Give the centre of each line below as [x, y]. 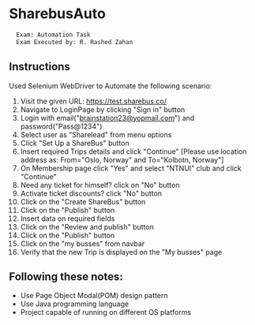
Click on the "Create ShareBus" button [83, 201]
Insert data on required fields [67, 219]
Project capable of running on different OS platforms [106, 312]
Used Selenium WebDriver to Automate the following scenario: [111, 86]
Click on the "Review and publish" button [87, 226]
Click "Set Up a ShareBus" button [75, 143]
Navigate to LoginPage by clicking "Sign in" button [103, 109]
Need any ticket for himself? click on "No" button [100, 185]
